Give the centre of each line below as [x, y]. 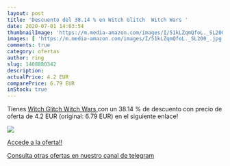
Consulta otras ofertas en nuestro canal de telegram [81, 156]
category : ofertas [33, 52]
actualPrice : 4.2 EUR [38, 77]
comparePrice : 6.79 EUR [41, 83]
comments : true [29, 45]
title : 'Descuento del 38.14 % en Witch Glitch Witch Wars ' [98, 20]
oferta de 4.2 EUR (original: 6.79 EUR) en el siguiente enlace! [93, 116]
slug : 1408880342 [32, 64]
